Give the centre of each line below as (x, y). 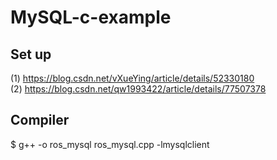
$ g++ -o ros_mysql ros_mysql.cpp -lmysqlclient (110, 144)
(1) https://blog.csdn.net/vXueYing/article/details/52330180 (132, 78)
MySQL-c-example (91, 17)
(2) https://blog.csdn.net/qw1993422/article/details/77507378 (138, 89)
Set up (31, 54)
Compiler (40, 120)
